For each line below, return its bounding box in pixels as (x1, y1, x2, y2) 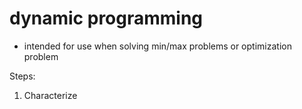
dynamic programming (9, 7, 204, 30)
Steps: (9, 70, 36, 82)
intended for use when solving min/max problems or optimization (23, 40, 292, 52)
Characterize (23, 89, 78, 101)
